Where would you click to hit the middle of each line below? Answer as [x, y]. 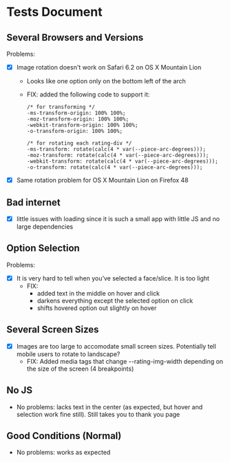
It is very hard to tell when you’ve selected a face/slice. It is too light [113, 278]
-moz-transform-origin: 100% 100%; [77, 119]
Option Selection [43, 248]
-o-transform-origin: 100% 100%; [75, 132]
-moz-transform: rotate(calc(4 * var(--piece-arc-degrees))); [118, 156]
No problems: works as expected [63, 453]
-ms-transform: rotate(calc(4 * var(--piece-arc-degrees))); [116, 150]
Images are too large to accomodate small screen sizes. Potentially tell [116, 346]
